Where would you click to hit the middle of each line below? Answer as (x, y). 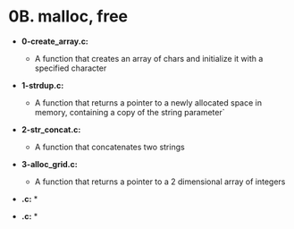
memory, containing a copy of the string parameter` (130, 112)
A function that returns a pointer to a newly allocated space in (148, 102)
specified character (71, 68)
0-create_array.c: (55, 41)
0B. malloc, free (68, 17)
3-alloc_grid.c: (49, 164)
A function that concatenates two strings (109, 147)
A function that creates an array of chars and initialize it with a (149, 58)
